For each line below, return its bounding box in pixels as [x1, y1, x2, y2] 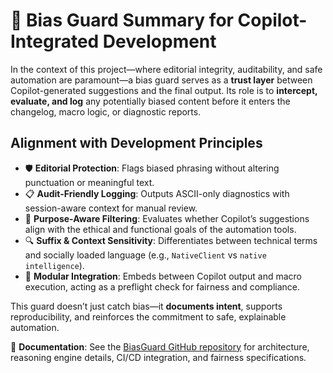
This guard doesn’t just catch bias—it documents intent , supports [10, 300, 283, 312]
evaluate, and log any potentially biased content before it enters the [10, 95, 291, 107]
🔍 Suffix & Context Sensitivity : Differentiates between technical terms [24, 234, 318, 246]
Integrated [10, 30, 100, 53]
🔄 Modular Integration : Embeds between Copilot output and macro [24, 270, 302, 282]
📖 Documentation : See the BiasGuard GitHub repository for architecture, [10, 340, 310, 353]
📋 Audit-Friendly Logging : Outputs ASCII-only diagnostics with [24, 187, 290, 199]
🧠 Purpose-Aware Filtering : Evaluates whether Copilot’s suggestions [24, 212, 310, 224]
